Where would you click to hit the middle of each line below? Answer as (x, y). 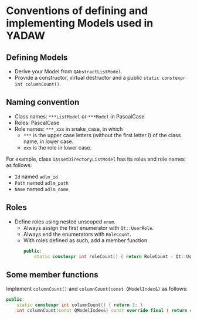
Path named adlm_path (41, 182)
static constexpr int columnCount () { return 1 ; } (80, 305)
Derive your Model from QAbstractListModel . (68, 71)
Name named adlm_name (41, 189)
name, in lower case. (48, 141)
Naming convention (43, 102)
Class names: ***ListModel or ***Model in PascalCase (79, 116)
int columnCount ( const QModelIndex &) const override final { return (102, 310)
